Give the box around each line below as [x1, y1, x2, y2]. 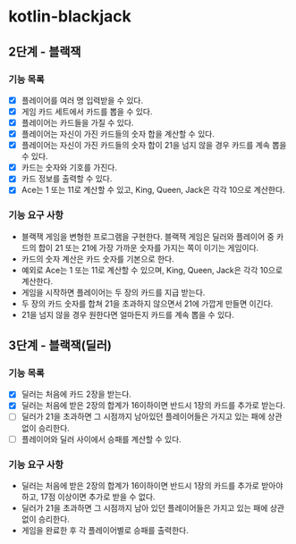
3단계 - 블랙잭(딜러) [8, 338, 113, 354]
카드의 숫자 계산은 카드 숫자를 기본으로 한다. [21, 253, 175, 264]
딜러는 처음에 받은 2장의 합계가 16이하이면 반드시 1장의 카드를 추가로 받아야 [21, 480, 283, 490]
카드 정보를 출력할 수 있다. [21, 173, 113, 184]
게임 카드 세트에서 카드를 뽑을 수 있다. [21, 105, 153, 117]
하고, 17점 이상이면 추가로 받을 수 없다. [21, 491, 156, 502]
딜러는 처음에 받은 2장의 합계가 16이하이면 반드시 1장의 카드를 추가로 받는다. [21, 400, 286, 411]
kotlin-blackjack [8, 6, 131, 27]
